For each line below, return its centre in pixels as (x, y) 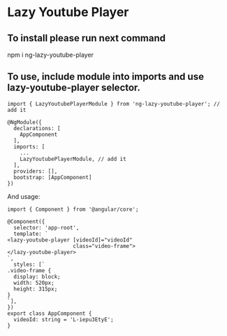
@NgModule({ (24, 122)
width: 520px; (34, 283)
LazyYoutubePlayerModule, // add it (73, 159)
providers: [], (36, 171)
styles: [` (29, 264)
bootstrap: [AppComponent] (53, 177)
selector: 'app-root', (46, 227)
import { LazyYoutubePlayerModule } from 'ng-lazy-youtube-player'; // (113, 104)
